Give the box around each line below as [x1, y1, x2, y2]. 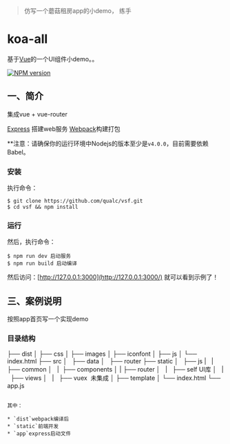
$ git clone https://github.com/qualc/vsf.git [7, 198, 143, 205]
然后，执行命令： [7, 238, 56, 246]
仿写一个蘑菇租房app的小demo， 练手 [23, 7, 132, 14]
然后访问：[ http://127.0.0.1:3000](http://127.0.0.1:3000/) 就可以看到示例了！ [7, 273, 219, 281]
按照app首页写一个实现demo [7, 315, 89, 323]
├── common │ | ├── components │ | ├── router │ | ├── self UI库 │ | [7, 365, 224, 374]
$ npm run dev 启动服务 [7, 253, 71, 260]
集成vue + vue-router [7, 110, 67, 118]
